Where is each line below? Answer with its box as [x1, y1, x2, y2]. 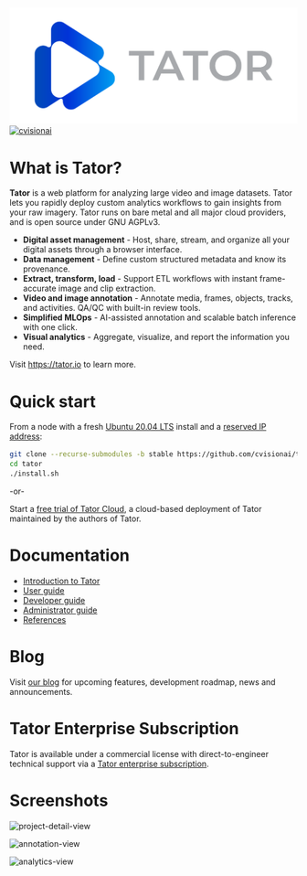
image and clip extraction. [58, 283, 156, 294]
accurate [22, 283, 57, 294]
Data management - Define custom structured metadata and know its [22, 254, 287, 265]
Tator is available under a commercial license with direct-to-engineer [9, 748, 270, 759]
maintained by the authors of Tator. [9, 513, 142, 524]
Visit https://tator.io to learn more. [9, 359, 137, 370]
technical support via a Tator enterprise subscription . [9, 758, 209, 769]
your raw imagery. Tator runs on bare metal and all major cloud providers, [9, 207, 286, 218]
